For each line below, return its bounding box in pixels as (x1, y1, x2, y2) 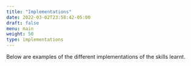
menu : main (6, 25, 34, 32)
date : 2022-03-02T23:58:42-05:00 (6, 14, 91, 20)
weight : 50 (6, 31, 34, 37)
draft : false (6, 20, 39, 26)
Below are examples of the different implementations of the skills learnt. (6, 53, 186, 60)
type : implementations (6, 37, 64, 43)
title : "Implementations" (6, 8, 72, 15)
